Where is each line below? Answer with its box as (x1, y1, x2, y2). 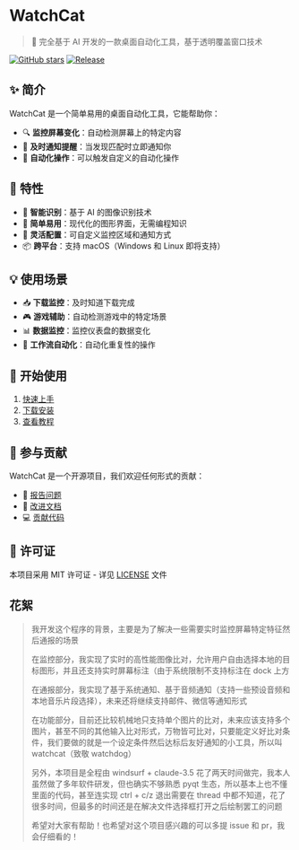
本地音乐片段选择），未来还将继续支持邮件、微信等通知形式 (30, 695, 248, 705)
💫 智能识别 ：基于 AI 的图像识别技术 (21, 206, 152, 217)
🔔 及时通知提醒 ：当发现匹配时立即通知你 (21, 141, 172, 152)
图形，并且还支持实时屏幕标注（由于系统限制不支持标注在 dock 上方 (38, 665, 290, 676)
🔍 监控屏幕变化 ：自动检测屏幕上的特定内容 (21, 127, 182, 137)
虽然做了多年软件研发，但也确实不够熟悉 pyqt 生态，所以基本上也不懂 (30, 778, 288, 789)
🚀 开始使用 (9, 368, 67, 383)
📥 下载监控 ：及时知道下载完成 (21, 297, 136, 308)
